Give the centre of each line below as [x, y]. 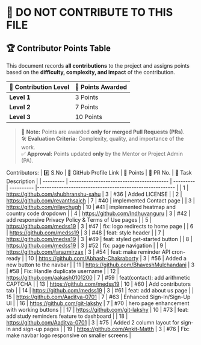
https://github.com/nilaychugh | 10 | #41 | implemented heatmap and [91, 207]
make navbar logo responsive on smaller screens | [69, 335]
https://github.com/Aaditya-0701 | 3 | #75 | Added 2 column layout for [93, 322]
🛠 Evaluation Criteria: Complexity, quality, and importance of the [102, 139]
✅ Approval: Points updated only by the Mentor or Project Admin [102, 154]
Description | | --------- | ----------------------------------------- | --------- [101, 181]
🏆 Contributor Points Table [59, 48]
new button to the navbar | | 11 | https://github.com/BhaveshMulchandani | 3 [100, 265]
